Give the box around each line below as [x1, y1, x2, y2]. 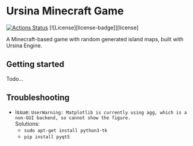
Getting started [6, 59, 65, 69]
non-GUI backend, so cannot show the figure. [14, 115, 131, 121]
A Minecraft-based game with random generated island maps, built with [6, 35, 184, 42]
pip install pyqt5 [23, 133, 70, 140]
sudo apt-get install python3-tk [23, 127, 108, 133]
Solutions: [14, 120, 40, 127]
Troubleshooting [6, 93, 70, 103]
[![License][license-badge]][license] [49, 24, 139, 31]
